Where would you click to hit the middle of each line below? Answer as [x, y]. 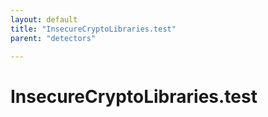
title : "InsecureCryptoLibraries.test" [93, 29]
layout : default [44, 19]
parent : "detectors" [53, 38]
